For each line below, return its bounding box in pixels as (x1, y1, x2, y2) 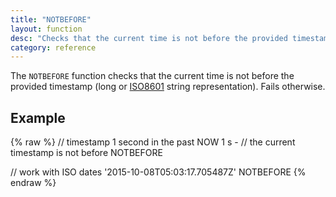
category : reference (10, 42, 97, 53)
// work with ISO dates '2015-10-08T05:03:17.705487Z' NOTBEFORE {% (10, 166, 307, 178)
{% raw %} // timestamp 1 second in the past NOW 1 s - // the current (10, 136, 296, 148)
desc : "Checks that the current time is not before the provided (10, 33, 288, 43)
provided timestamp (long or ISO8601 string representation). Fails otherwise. (10, 81, 326, 93)
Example (10, 109, 66, 126)
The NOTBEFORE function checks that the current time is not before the (10, 70, 295, 82)
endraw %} (10, 177, 57, 189)
